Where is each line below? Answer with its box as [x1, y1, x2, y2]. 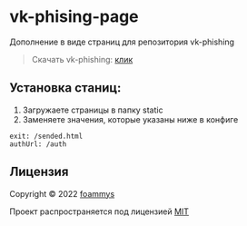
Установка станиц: [9, 80, 122, 96]
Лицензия [9, 164, 69, 180]
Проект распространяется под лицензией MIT [9, 206, 189, 217]
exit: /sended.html [9, 132, 84, 141]
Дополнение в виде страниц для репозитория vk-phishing [9, 36, 234, 47]
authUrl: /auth [9, 139, 67, 149]
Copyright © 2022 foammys [9, 188, 115, 199]
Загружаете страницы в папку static [22, 104, 163, 115]
